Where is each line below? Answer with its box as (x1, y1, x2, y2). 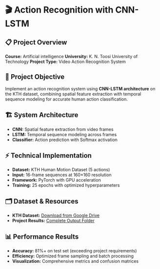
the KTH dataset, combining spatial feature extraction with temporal (5, 91, 141, 97)
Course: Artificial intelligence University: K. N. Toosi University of (5, 54, 138, 59)
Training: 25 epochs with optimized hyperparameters (12, 182, 120, 188)
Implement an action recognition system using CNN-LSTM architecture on (5, 85, 156, 91)
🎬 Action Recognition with (5, 4, 114, 16)
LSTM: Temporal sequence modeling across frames (12, 131, 117, 137)
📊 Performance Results (5, 232, 79, 241)
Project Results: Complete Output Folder (12, 218, 95, 224)
